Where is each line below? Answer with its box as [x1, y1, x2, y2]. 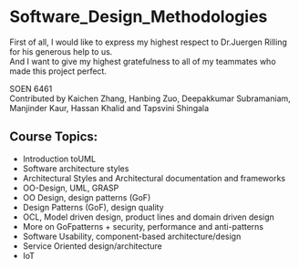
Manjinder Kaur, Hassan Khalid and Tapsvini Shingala [9, 102, 210, 113]
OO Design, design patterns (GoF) [22, 191, 151, 202]
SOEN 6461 [9, 83, 53, 94]
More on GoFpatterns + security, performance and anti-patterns [22, 221, 264, 232]
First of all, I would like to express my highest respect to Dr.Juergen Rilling [9, 36, 287, 47]
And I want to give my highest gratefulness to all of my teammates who [9, 56, 276, 67]
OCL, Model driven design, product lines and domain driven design [22, 211, 275, 222]
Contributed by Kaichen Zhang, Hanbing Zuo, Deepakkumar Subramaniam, [9, 93, 292, 104]
